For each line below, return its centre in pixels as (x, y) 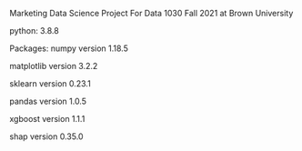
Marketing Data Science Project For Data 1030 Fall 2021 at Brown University (151, 13)
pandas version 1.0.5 (48, 101)
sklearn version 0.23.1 (50, 84)
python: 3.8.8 (34, 30)
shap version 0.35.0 (46, 136)
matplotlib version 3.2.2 (54, 66)
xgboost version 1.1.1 (47, 119)
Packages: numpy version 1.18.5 (69, 48)
